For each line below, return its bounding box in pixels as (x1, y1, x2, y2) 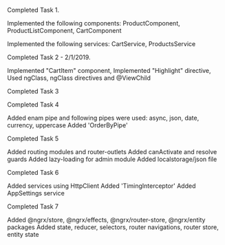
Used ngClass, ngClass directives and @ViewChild (7, 74, 151, 82)
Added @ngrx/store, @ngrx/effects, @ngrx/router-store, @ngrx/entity (7, 216, 206, 224)
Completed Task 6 (7, 169, 59, 176)
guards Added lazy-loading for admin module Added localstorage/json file (7, 155, 217, 163)
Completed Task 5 (7, 134, 59, 142)
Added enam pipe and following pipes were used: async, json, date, (7, 114, 200, 122)
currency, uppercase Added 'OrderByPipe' (7, 121, 129, 129)
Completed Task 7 (7, 202, 58, 211)
